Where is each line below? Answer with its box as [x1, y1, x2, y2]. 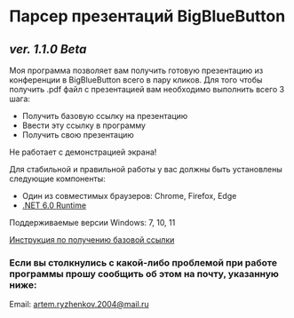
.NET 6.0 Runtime [21, 200, 87, 211]
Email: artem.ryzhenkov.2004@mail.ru [9, 299, 149, 310]
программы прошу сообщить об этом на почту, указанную [9, 267, 280, 280]
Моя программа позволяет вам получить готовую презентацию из [9, 65, 264, 76]
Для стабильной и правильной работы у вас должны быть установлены [9, 164, 282, 174]
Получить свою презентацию [21, 130, 135, 139]
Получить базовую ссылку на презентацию [21, 111, 188, 121]
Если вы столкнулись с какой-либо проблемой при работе [9, 256, 278, 268]
